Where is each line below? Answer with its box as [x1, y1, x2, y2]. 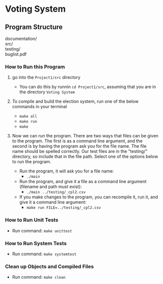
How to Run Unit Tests [5, 217, 58, 224]
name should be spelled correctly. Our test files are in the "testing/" [12, 149, 147, 154]
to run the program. [12, 159, 52, 165]
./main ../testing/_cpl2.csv [26, 190, 86, 195]
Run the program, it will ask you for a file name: [19, 168, 114, 174]
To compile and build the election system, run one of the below [12, 98, 139, 104]
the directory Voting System [19, 89, 75, 95]
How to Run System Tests [5, 240, 67, 246]
